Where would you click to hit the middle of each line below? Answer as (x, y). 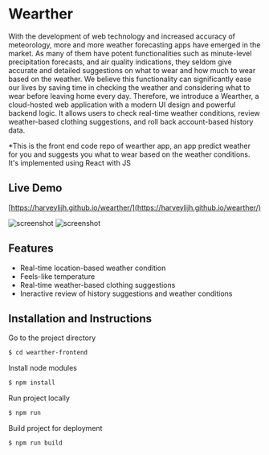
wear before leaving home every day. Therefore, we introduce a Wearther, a (134, 96)
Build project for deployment (55, 428)
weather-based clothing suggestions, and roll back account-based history (131, 121)
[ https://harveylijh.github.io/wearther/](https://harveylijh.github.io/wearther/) (135, 207)
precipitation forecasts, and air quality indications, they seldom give (120, 62)
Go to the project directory (52, 338)
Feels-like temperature (57, 276)
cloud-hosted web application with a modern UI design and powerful (122, 105)
